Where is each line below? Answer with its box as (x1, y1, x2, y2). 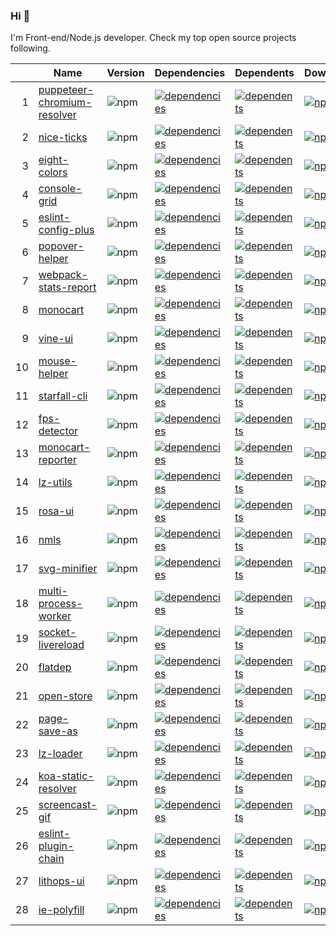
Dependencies (154, 66, 226, 80)
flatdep (38, 660, 72, 674)
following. (10, 42, 51, 54)
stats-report (38, 280, 97, 294)
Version (106, 66, 145, 80)
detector (38, 424, 79, 438)
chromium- (38, 95, 93, 109)
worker (38, 609, 72, 623)
